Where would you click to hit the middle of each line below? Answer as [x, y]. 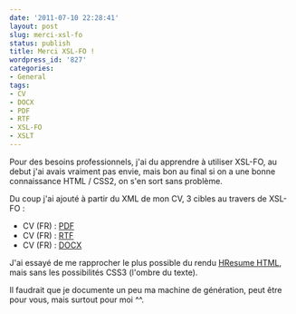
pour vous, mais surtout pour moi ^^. [77, 299]
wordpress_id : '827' [48, 60]
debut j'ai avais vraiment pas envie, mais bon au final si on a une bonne [143, 171]
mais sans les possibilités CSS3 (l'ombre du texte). [104, 272]
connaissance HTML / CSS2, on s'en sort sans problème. [116, 181]
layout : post [34, 26]
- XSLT [22, 136]
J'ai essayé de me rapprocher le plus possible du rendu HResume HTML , [146, 262]
